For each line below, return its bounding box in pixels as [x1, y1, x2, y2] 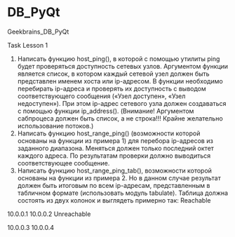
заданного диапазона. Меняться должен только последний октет [17, 144, 214, 152]
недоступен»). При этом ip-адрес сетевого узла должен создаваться [17, 99, 227, 107]
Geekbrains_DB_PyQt [7, 27, 69, 36]
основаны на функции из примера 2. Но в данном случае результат [17, 173, 221, 182]
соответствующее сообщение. [17, 158, 110, 167]
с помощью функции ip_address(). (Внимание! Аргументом [17, 107, 194, 115]
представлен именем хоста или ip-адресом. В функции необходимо [17, 76, 223, 85]
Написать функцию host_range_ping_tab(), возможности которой [17, 166, 213, 175]
